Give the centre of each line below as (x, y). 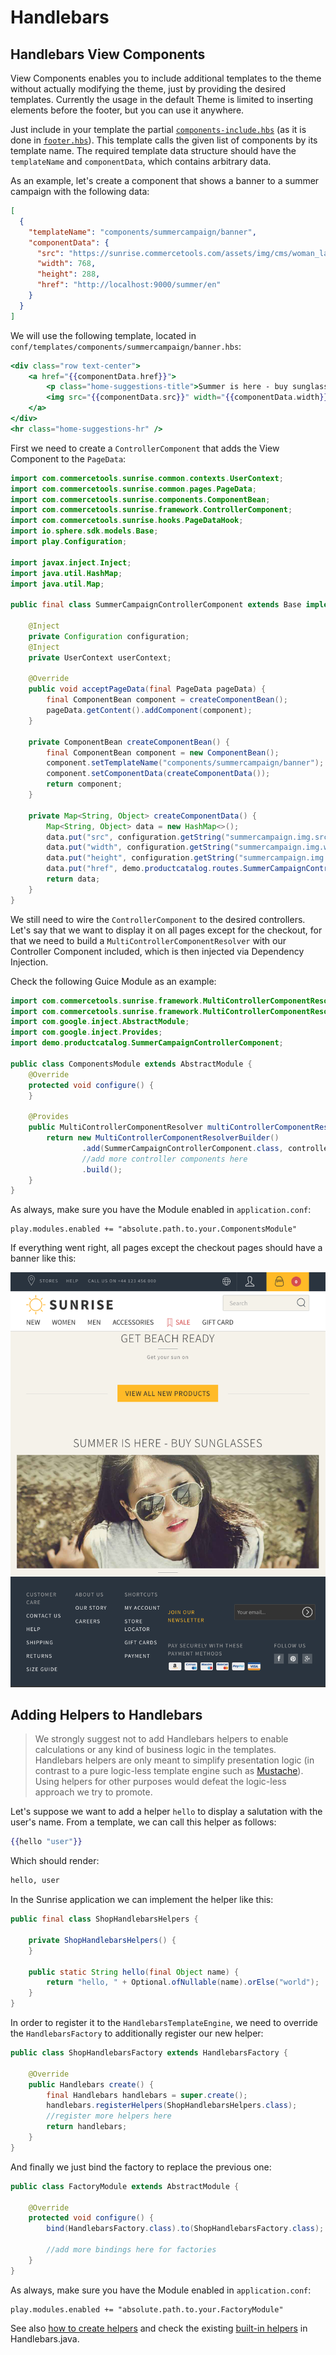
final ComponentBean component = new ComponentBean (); (163, 752)
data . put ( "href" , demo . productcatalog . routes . (145, 869)
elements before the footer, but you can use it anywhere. (127, 110)
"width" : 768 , (66, 264)
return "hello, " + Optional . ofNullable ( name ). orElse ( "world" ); (183, 1982)
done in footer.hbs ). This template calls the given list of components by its (164, 140)
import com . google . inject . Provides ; (86, 1032)
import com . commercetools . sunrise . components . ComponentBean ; (140, 499)
